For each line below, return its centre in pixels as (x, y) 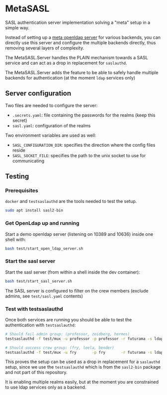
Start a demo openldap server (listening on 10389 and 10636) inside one (79, 234)
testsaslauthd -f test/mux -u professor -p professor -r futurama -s (79, 339)
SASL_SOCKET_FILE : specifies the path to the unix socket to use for (79, 155)
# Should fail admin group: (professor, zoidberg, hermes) (68, 334)
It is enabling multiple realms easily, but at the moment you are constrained (82, 382)
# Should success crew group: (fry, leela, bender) (60, 348)
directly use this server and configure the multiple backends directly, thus (81, 42)
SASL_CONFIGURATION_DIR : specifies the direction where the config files (84, 145)
